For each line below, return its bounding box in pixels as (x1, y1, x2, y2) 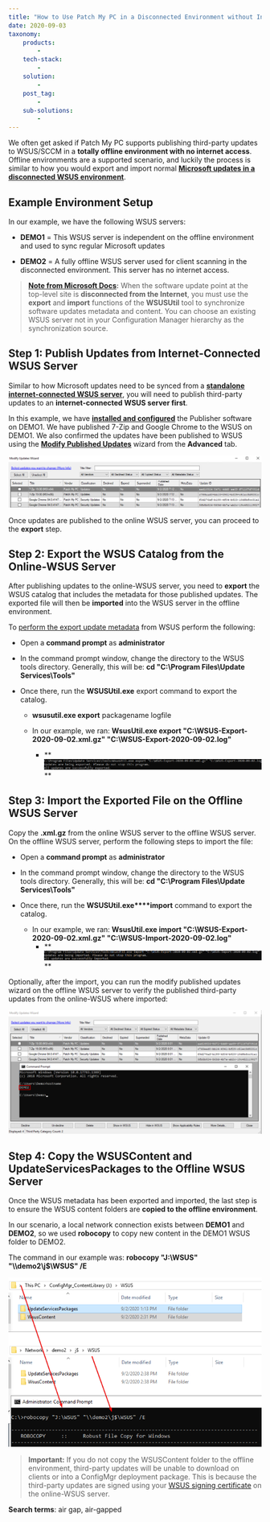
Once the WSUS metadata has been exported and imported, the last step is (8, 1196, 257, 1206)
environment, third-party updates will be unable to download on (27, 1463, 239, 1473)
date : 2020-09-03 (8, 21, 67, 30)
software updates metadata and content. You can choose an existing (27, 306, 256, 316)
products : (22, 39, 56, 47)
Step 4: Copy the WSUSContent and (8, 1149, 193, 1163)
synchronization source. (27, 323, 108, 333)
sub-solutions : (22, 106, 74, 114)
